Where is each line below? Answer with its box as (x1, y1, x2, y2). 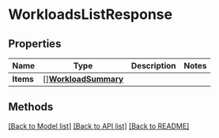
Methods (8, 100, 54, 114)
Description (130, 61, 176, 71)
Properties (8, 37, 62, 50)
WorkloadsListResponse (8, 6, 172, 24)
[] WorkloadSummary (42, 73, 124, 84)
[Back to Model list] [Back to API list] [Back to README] (8, 121, 190, 131)
